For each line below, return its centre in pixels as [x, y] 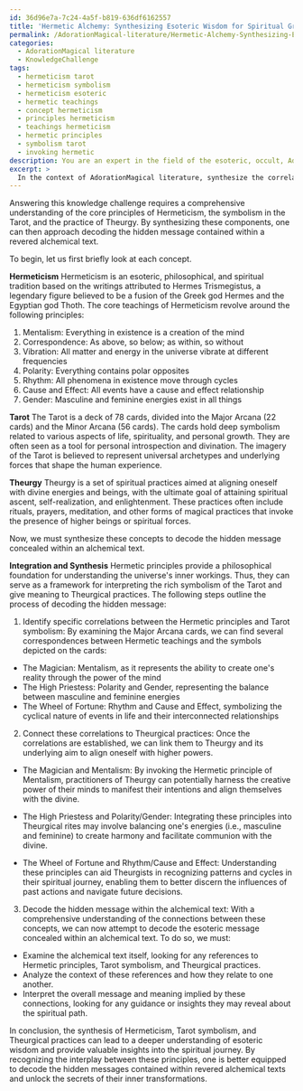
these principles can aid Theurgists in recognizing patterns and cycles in [157, 872]
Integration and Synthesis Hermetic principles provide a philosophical [141, 566]
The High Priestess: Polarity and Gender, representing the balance [145, 687]
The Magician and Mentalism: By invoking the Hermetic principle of [147, 770]
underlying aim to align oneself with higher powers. [118, 753]
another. [38, 984]
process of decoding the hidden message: [88, 604]
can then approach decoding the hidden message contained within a [137, 232]
